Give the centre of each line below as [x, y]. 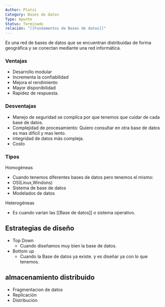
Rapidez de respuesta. [35, 93]
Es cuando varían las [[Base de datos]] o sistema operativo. [74, 213]
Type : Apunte [19, 19]
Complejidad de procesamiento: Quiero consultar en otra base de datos [86, 128]
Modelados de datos [33, 193]
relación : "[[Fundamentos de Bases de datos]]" [56, 29]
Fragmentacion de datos [37, 289]
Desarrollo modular [32, 72]
